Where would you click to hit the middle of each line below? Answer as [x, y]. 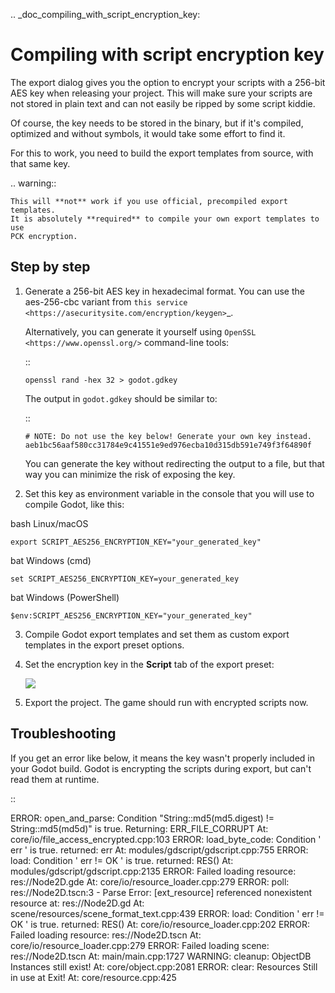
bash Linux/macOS [49, 523]
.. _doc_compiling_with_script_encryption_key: [105, 14]
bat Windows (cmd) [51, 560]
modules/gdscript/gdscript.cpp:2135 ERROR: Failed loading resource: [153, 871]
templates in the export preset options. [104, 645]
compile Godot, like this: [74, 504]
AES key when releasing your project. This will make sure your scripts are [161, 93]
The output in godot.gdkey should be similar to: [121, 398]
